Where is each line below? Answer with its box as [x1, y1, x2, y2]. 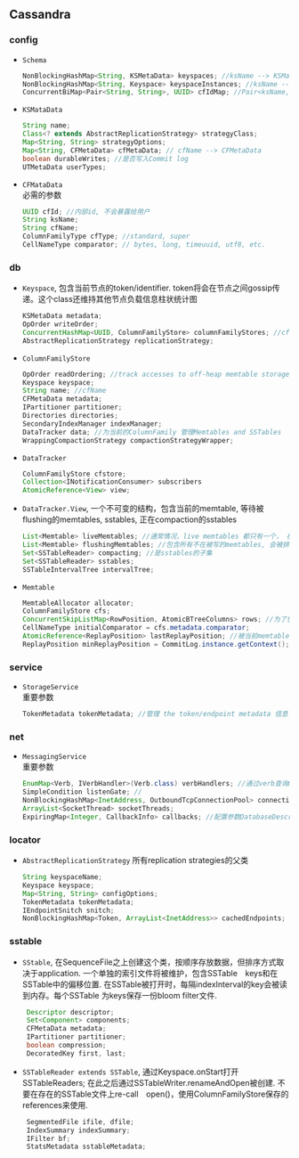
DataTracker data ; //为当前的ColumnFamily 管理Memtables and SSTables [21, 428, 282, 436]
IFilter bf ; [26, 1134, 71, 1143]
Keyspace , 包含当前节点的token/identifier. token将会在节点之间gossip [21, 282, 273, 293]
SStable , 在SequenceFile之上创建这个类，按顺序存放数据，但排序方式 [21, 957, 277, 967]
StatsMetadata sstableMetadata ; [26, 1142, 147, 1152]
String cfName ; [21, 224, 79, 232]
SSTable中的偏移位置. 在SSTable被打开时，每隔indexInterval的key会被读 [21, 979, 287, 990]
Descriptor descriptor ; [26, 1007, 115, 1016]
